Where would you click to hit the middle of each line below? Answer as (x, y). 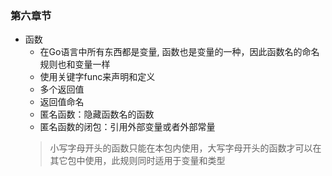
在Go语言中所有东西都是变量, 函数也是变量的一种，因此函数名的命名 (179, 52)
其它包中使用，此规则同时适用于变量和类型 (137, 161)
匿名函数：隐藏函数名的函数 (97, 114)
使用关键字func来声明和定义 (97, 77)
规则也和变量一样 (75, 64)
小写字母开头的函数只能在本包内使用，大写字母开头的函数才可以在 (185, 148)
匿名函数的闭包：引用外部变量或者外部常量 (127, 127)
